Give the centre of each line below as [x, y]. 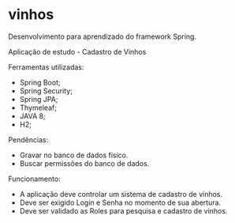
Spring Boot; [40, 82]
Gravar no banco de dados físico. [74, 155]
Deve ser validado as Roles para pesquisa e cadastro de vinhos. [123, 210]
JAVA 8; [32, 115]
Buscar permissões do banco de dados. [84, 163]
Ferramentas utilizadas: [46, 67]
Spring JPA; [39, 99]
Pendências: [28, 139]
